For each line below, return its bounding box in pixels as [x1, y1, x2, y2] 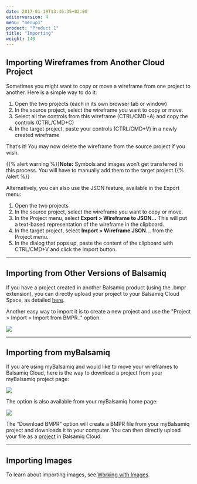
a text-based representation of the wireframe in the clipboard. [14, 221, 164, 228]
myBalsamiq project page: [6, 376, 69, 383]
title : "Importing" [6, 31, 54, 36]
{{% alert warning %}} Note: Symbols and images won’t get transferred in [6, 160, 184, 168]
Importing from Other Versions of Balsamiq [6, 268, 167, 278]
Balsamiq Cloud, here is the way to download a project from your [6, 369, 163, 376]
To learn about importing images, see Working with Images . [6, 471, 150, 478]
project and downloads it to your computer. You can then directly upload [6, 427, 181, 434]
